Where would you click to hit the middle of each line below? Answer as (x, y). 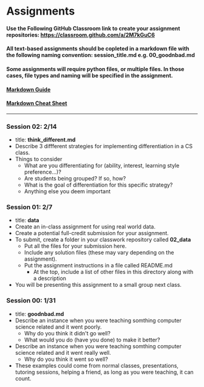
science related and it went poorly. (58, 327)
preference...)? (43, 172)
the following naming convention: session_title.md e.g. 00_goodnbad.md (101, 55)
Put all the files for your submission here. (75, 246)
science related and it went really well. (63, 352)
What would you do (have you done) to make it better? (92, 340)
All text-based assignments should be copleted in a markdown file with (98, 49)
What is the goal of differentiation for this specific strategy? (98, 185)
